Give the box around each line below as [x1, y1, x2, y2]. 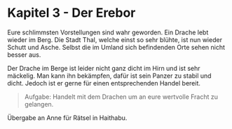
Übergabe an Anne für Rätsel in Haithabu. [7, 114, 128, 122]
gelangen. [24, 100, 54, 108]
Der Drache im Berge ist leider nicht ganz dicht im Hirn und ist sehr [7, 64, 201, 72]
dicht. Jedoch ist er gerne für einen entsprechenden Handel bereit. [7, 79, 201, 87]
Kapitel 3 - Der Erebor [7, 5, 136, 21]
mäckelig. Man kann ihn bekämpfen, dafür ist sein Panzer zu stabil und [7, 72, 212, 80]
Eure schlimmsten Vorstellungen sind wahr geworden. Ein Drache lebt [7, 28, 209, 36]
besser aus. [7, 50, 41, 59]
